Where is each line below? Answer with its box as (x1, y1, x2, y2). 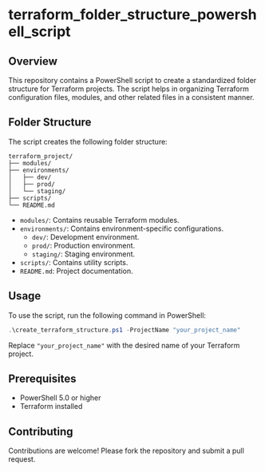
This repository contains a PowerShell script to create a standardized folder (8, 76, 257, 85)
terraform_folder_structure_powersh (8, 6, 257, 24)
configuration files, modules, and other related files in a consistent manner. (8, 93, 255, 101)
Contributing (8, 425, 73, 438)
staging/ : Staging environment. (31, 249, 136, 259)
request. (8, 454, 36, 464)
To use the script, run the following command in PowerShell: (8, 310, 206, 320)
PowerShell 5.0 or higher (19, 393, 101, 403)
